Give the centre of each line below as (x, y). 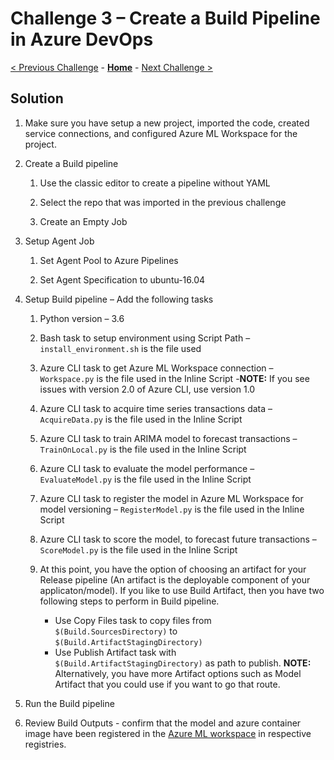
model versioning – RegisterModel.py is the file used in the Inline (172, 509)
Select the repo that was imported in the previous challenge (163, 202)
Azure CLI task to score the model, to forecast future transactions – (178, 539)
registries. (45, 744)
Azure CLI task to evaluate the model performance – (147, 468)
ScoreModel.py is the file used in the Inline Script (138, 549)
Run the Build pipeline (69, 703)
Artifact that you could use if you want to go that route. (167, 684)
